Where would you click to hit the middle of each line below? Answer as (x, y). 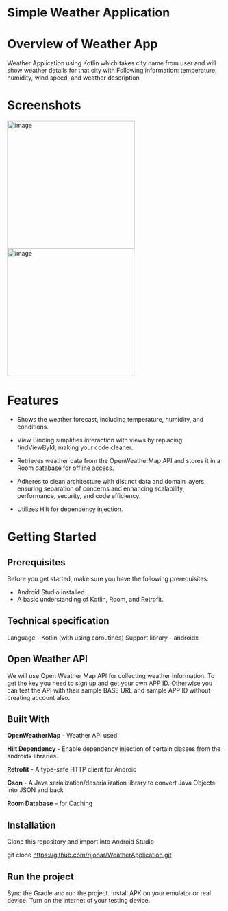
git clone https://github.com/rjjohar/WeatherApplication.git (90, 855)
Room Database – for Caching (50, 803)
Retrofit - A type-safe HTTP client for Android (72, 769)
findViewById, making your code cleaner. (75, 447)
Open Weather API (47, 659)
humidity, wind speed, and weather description (74, 78)
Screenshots (44, 105)
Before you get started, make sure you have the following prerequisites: (108, 579)
